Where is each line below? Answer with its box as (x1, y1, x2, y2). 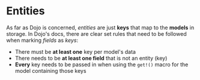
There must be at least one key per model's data (14, 48, 136, 55)
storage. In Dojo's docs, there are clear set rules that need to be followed (6, 30, 187, 37)
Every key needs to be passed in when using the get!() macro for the (14, 61, 189, 68)
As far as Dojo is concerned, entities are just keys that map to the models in (6, 24, 195, 31)
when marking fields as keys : (6, 36, 79, 44)
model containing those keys (14, 67, 86, 74)
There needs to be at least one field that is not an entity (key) (14, 54, 168, 61)
